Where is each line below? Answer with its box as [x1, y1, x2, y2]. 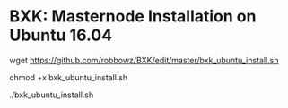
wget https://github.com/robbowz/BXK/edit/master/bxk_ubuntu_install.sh [9, 54, 279, 65]
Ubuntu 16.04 [9, 25, 113, 46]
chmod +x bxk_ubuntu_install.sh [9, 71, 128, 82]
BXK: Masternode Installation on [9, 6, 257, 27]
